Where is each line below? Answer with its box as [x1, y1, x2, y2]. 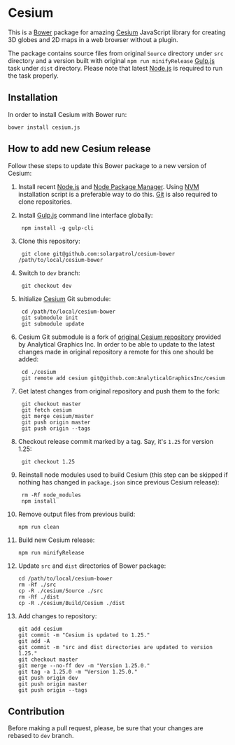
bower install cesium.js [8, 124, 80, 131]
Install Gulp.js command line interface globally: [17, 211, 153, 219]
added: [17, 355, 39, 363]
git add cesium [17, 625, 63, 632]
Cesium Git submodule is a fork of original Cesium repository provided [17, 333, 222, 341]
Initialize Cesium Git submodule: [17, 294, 111, 302]
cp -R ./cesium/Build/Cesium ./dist [17, 599, 125, 606]
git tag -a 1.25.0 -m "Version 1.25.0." [17, 668, 138, 675]
